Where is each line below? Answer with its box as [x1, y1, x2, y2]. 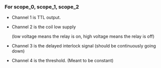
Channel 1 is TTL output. [11, 15, 61, 21]
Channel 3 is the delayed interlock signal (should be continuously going [11, 43, 156, 49]
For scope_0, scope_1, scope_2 [4, 3, 79, 10]
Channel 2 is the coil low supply [11, 24, 76, 30]
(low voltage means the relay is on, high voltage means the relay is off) [11, 33, 155, 40]
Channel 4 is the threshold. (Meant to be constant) [11, 58, 114, 64]
